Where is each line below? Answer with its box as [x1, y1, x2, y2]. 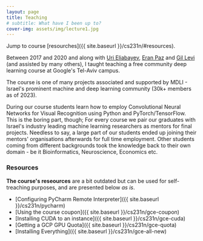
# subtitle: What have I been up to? [6, 20, 102, 26]
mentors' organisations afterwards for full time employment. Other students [6, 136, 195, 143]
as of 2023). [6, 91, 38, 99]
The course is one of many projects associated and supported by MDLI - [6, 79, 188, 86]
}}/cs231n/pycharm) [15, 202, 65, 209]
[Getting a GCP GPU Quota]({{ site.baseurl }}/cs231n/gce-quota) [15, 221, 177, 228]
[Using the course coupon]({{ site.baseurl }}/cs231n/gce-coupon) [15, 208, 180, 216]
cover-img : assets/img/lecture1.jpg [6, 25, 99, 32]
